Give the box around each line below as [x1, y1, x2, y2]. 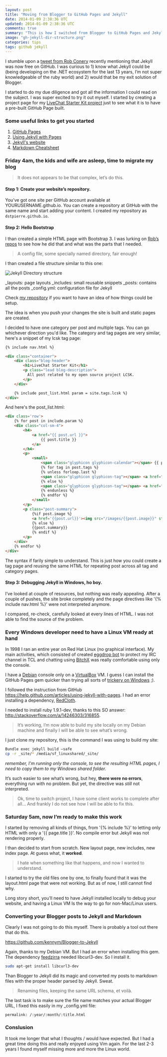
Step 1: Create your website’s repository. [5, 186, 91, 192]
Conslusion [5, 1024, 33, 1031]
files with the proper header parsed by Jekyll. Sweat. [5, 978, 113, 984]
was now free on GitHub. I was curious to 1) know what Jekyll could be [5, 63, 150, 69]
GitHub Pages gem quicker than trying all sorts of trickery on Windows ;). [5, 677, 155, 683]
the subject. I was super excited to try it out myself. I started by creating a [5, 94, 156, 100]
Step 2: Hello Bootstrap [5, 225, 54, 231]
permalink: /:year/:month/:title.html [5, 1013, 85, 1018]
